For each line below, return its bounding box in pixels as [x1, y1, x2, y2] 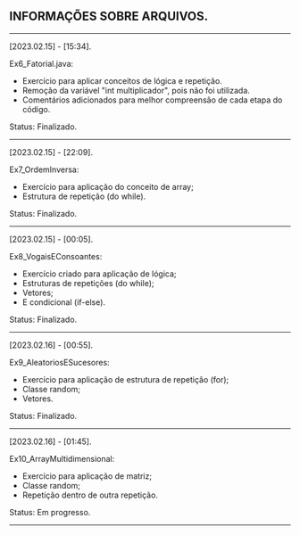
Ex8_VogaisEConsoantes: [9, 251, 103, 261]
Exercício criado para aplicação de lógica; [21, 268, 177, 279]
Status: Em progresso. [9, 506, 91, 517]
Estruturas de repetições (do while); [21, 277, 154, 288]
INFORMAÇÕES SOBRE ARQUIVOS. [9, 9, 208, 24]
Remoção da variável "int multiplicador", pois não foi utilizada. [21, 85, 250, 95]
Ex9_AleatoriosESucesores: [9, 357, 110, 367]
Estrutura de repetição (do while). [21, 191, 146, 202]
